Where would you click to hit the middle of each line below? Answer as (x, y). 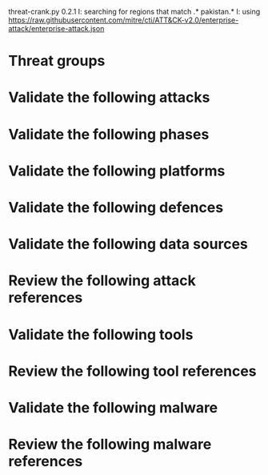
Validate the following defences (116, 207)
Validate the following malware (113, 407)
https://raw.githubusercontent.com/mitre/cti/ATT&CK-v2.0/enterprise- (124, 20)
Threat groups (57, 61)
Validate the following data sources (128, 244)
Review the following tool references (133, 371)
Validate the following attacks (109, 97)
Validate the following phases (109, 134)
